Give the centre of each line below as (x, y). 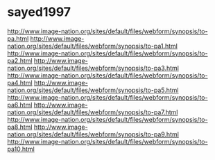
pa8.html (20, 127)
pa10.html (21, 149)
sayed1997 (39, 12)
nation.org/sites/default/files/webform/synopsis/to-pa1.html (93, 46)
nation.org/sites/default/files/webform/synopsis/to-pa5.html (93, 90)
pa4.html (20, 82)
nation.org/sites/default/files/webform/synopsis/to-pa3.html (93, 68)
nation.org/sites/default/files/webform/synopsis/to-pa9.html (93, 134)
